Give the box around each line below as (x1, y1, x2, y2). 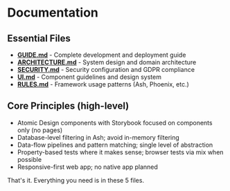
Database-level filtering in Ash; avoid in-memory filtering (17, 133, 180, 141)
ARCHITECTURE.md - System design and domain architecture (17, 58, 197, 66)
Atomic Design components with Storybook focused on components (17, 118, 213, 127)
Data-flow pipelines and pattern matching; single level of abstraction (17, 140, 213, 149)
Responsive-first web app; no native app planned (17, 163, 158, 171)
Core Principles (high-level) (7, 100, 130, 112)
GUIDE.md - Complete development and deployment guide (17, 51, 186, 59)
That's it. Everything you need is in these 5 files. (7, 176, 144, 184)
